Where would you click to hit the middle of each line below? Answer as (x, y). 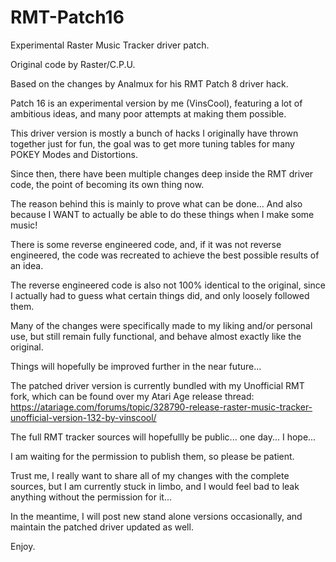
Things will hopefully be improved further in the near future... (136, 366)
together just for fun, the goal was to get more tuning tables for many (152, 143)
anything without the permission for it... (91, 497)
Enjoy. (23, 546)
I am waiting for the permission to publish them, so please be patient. (152, 456)
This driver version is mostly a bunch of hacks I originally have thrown (154, 133)
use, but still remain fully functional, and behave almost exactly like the (156, 336)
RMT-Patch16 (67, 17)
